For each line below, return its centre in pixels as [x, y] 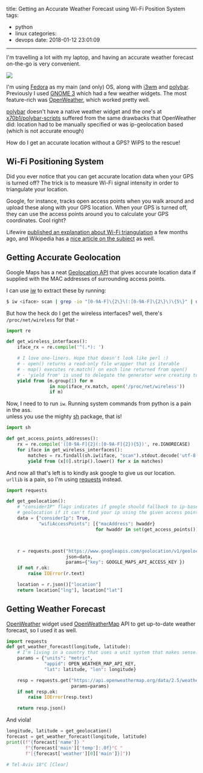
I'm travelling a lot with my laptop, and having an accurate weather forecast [100, 57]
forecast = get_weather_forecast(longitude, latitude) [77, 737]
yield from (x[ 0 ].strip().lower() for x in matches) [96, 461]
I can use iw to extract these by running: [56, 290]
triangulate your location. [37, 189]
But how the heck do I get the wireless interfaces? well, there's [84, 313]
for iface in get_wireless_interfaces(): [70, 450]
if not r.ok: [34, 568]
